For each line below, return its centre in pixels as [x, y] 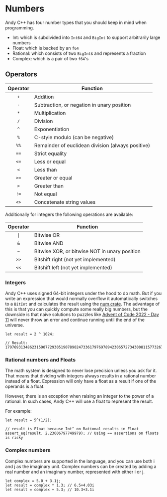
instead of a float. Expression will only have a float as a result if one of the [81, 381]
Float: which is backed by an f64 [45, 48]
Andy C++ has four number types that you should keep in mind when [76, 22]
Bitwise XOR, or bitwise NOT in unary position [87, 251]
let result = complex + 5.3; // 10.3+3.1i [50, 490]
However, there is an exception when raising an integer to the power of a [80, 396]
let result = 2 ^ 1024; [30, 334]
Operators [21, 75]
